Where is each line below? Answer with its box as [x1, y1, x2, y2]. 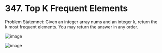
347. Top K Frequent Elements [5, 3, 128, 14]
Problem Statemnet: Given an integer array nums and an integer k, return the [5, 19, 158, 25]
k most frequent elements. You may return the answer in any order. [5, 24, 139, 29]
